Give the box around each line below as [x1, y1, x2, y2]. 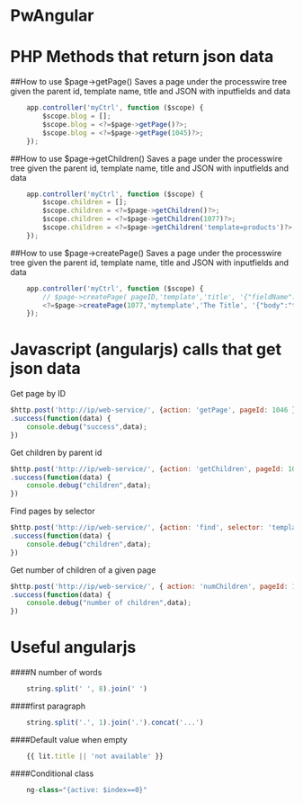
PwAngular [10, 5, 94, 26]
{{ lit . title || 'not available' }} [26, 752, 165, 761]
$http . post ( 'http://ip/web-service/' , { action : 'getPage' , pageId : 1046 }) [10, 406, 300, 415]
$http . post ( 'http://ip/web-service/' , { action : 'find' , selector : [10, 523, 264, 532]
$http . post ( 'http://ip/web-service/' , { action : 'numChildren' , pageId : [10, 582, 289, 591]
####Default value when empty [10, 734, 129, 745]
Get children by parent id [10, 447, 102, 458]
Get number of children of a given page [10, 564, 156, 575]
